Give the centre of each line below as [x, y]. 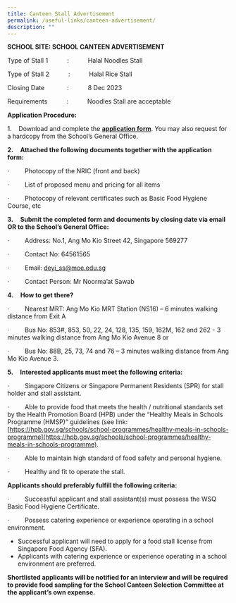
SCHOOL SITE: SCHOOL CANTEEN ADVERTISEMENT [86, 47]
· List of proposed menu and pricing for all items [84, 185]
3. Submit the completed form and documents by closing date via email [117, 220]
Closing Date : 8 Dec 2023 [65, 88]
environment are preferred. [57, 564]
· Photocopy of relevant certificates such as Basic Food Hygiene [107, 199]
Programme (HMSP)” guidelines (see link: [68, 422]
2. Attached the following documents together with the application [110, 150]
